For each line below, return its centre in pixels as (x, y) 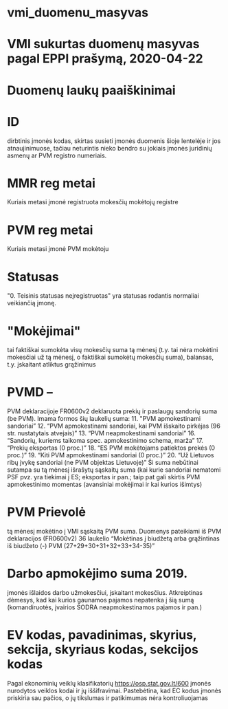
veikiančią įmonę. (32, 303)
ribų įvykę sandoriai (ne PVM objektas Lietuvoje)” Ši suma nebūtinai (103, 463)
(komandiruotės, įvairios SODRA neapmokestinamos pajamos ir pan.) (105, 607)
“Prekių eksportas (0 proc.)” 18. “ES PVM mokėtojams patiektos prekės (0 (111, 448)
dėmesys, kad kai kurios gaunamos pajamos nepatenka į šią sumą (101, 600)
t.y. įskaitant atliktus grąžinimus (52, 364)
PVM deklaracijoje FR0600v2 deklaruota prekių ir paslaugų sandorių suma (112, 411)
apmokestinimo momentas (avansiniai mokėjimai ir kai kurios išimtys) (105, 484)
